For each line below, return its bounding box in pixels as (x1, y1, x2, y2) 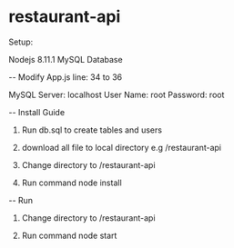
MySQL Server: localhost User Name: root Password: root (8, 89, 225, 100)
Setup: (8, 36, 34, 47)
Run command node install (21, 177, 122, 188)
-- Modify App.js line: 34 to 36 (8, 71, 123, 83)
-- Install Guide (8, 106, 66, 117)
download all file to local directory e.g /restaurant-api (21, 142, 222, 153)
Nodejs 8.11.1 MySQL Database (8, 54, 124, 64)
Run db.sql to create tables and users (21, 124, 163, 135)
